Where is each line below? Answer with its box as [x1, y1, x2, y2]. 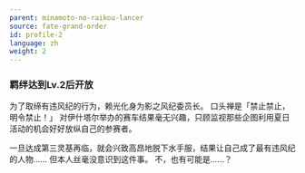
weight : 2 [9, 47, 47, 56]
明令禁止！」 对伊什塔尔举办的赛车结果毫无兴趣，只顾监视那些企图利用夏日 [9, 112, 290, 123]
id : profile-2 [9, 30, 64, 39]
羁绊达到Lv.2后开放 [9, 79, 93, 91]
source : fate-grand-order [9, 22, 107, 31]
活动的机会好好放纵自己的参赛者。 [9, 123, 137, 134]
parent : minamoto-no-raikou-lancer [9, 13, 144, 23]
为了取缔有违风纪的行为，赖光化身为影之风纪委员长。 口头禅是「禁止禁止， [9, 101, 290, 111]
